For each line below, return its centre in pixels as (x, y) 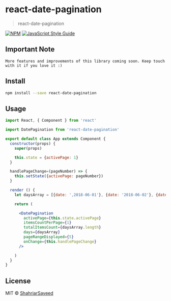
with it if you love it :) (34, 65)
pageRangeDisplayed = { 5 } (49, 237)
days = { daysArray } (42, 232)
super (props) (28, 148)
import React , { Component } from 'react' (51, 121)
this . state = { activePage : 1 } (47, 157)
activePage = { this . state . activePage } (62, 218)
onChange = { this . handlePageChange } (60, 241)
